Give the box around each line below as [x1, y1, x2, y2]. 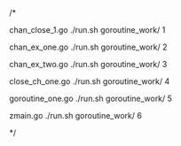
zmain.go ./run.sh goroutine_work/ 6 [9, 111, 142, 120]
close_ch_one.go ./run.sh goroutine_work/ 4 [9, 76, 170, 87]
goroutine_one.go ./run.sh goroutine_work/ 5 [9, 93, 173, 104]
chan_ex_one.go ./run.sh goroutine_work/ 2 [9, 42, 168, 52]
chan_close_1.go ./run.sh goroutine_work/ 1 [9, 25, 166, 35]
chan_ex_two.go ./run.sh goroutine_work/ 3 [9, 59, 168, 69]
